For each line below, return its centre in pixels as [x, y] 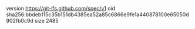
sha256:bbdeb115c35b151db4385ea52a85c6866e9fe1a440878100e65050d [97, 14]
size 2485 [46, 21]
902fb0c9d [20, 21]
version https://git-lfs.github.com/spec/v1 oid [61, 8]
